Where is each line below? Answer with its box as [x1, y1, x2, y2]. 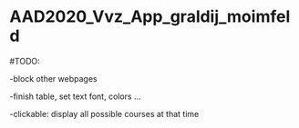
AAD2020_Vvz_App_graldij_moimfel [9, 6, 291, 27]
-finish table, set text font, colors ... [9, 91, 141, 102]
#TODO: [9, 55, 41, 66]
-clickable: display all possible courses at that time [9, 108, 200, 119]
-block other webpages [9, 73, 98, 84]
